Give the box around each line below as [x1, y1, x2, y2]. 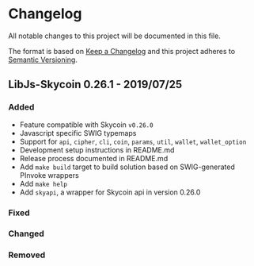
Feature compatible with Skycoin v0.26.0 [19, 120, 154, 129]
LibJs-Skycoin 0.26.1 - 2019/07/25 [8, 78, 183, 91]
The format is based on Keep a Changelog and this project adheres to [8, 46, 236, 56]
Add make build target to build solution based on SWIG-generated [19, 162, 235, 172]
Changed [8, 228, 45, 239]
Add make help [19, 179, 67, 188]
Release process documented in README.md [19, 153, 169, 163]
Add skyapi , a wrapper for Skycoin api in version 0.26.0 [19, 187, 201, 197]
